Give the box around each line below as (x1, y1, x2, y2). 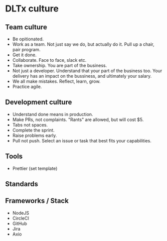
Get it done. (12, 52, 37, 58)
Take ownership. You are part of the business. (12, 63, 107, 68)
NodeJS (12, 210, 29, 216)
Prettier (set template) (12, 165, 58, 171)
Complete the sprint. (12, 127, 55, 133)
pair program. (12, 47, 41, 52)
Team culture (5, 23, 47, 31)
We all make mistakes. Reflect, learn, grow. (12, 78, 101, 84)
